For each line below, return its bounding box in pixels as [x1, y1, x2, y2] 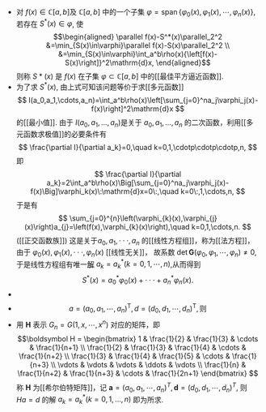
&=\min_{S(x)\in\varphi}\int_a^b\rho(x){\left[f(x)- [57, 49, 218, 59]
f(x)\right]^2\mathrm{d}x [91, 104, 174, 114]
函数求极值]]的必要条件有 [23, 129, 108, 139]
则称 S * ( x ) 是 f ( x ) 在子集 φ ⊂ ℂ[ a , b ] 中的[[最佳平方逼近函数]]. [15, 71, 224, 81]
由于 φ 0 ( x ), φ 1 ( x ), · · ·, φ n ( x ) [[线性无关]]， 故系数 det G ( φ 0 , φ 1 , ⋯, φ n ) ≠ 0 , [15, 247, 257, 259]
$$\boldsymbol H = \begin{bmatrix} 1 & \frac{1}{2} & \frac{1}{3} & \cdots [17, 334, 259, 344]
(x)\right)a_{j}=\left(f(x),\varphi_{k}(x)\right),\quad [23, 221, 190, 231]
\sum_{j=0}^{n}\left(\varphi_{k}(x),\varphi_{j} [69, 213, 218, 223]
